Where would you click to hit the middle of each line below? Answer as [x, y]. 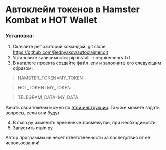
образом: [23, 68]
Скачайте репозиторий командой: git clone [59, 47]
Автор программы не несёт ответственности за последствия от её [78, 138]
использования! [23, 143]
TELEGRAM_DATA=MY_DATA [48, 97]
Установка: [20, 36]
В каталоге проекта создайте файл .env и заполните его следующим [87, 63]
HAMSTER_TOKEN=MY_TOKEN [50, 78]
